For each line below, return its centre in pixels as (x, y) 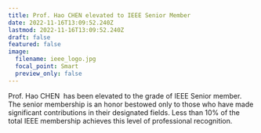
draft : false (29, 37)
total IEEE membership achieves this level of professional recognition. (120, 120)
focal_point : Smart (47, 66)
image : (19, 52)
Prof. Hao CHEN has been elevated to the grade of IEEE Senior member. (125, 95)
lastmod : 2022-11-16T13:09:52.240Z (66, 30)
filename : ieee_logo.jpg (56, 59)
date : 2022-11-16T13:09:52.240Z (61, 23)
